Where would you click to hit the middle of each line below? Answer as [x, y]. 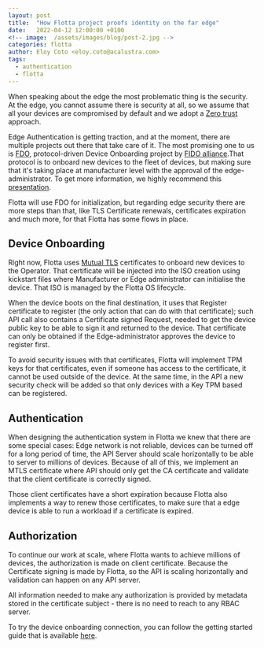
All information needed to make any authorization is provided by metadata [128, 595]
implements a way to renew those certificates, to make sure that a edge [124, 503]
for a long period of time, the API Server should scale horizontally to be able [131, 454]
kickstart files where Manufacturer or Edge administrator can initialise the [127, 280]
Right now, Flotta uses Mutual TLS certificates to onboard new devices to [126, 263]
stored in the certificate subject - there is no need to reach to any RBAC [124, 604]
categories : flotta [40, 45]
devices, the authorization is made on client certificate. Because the [118, 563]
